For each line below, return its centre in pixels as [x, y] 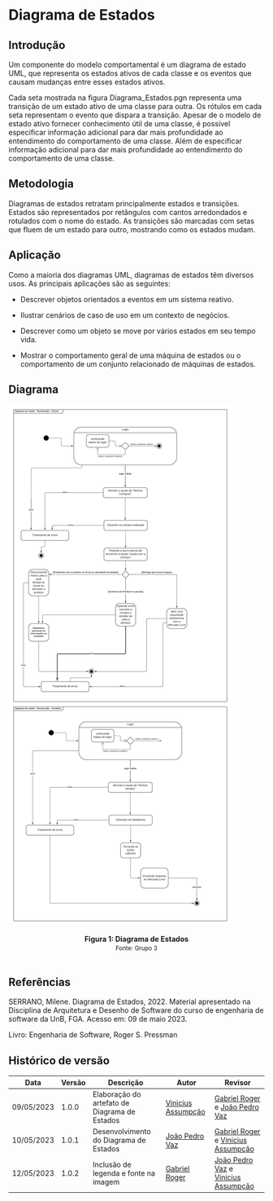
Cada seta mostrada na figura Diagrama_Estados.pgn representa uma [125, 98]
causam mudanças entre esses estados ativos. [87, 82]
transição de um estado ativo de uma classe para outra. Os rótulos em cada [135, 106]
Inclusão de [112, 1164]
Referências [40, 982]
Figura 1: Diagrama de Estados [136, 939]
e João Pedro [237, 1107]
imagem [106, 1181]
